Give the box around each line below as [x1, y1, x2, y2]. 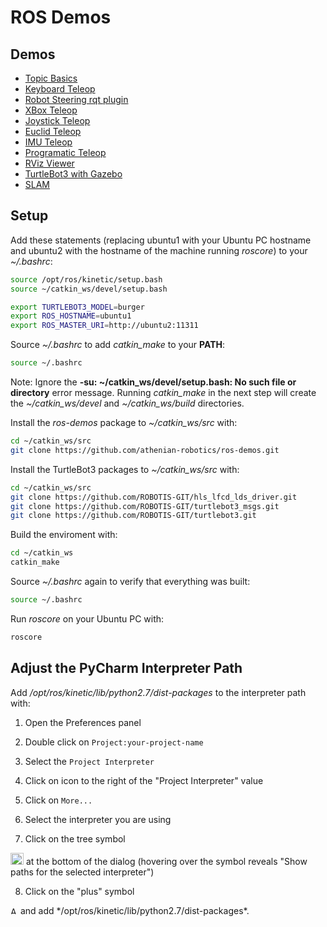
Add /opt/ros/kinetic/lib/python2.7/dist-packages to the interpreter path [10, 686, 307, 698]
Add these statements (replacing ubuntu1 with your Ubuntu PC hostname [10, 234, 312, 246]
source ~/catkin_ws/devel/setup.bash [10, 284, 168, 294]
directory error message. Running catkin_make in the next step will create [10, 387, 317, 399]
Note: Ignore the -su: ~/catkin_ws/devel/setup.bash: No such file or [10, 376, 297, 388]
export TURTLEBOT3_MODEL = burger [10, 302, 145, 312]
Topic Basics [24, 72, 78, 84]
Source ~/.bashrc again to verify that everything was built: [10, 576, 251, 588]
